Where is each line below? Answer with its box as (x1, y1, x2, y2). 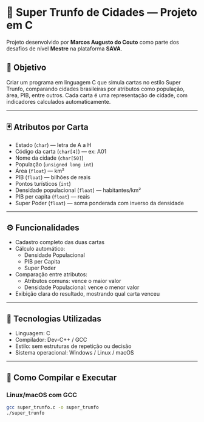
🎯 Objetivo (6, 63, 47, 73)
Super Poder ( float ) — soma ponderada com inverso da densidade (15, 199, 184, 206)
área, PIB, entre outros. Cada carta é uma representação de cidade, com (6, 91, 188, 99)
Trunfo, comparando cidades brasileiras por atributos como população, (6, 85, 185, 92)
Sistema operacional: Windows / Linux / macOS (15, 349, 134, 356)
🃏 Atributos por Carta (6, 122, 89, 132)
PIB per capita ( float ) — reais (15, 192, 90, 200)
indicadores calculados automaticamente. (6, 98, 111, 105)
